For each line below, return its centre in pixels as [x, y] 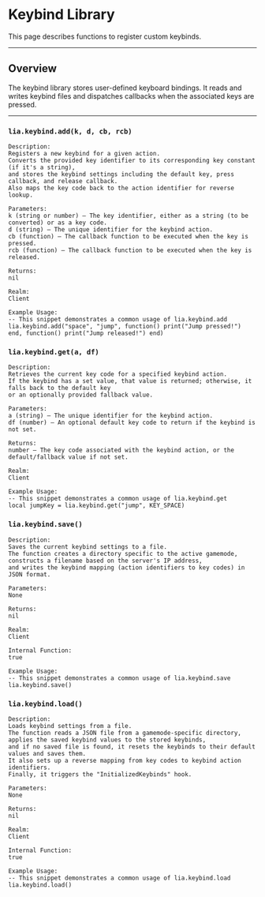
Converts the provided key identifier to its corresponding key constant [132, 161]
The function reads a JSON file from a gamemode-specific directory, [125, 733]
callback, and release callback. [63, 182]
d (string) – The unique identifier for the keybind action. [111, 230]
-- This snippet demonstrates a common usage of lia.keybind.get [118, 499]
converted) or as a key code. [58, 223]
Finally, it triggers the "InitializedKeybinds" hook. [100, 774]
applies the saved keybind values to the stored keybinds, [107, 740]
